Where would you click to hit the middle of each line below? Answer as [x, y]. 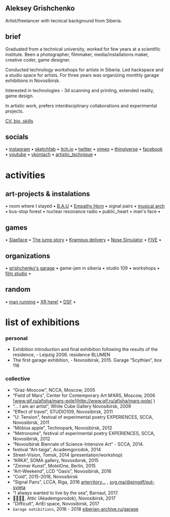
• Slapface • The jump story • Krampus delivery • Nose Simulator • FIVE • [83, 240]
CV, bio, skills [19, 121]
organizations [28, 256]
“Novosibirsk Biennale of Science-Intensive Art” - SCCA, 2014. [78, 444]
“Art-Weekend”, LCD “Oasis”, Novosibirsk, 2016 [62, 471]
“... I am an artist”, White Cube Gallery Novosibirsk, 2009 [72, 406]
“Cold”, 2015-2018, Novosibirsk [45, 476]
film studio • [18, 274]
